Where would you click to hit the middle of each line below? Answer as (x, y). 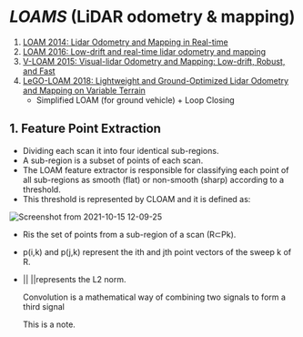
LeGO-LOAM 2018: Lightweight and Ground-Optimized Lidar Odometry (156, 80)
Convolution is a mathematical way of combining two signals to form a (154, 297)
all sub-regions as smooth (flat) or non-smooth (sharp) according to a (153, 179)
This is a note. (49, 324)
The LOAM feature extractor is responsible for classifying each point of (156, 169)
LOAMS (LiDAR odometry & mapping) (152, 17)
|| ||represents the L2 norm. (74, 279)
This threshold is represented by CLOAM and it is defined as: (136, 199)
